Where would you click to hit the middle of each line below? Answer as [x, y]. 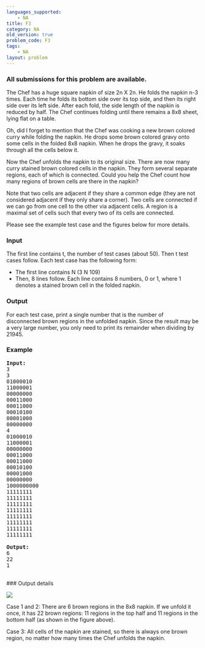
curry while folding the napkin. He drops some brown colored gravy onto [98, 137]
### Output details [30, 583]
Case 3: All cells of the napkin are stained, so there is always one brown [97, 631]
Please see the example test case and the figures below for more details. [98, 224]
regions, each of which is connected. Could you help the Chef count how [99, 175]
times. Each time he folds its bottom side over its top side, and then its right [101, 99]
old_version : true [30, 35]
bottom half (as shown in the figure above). [61, 619]
